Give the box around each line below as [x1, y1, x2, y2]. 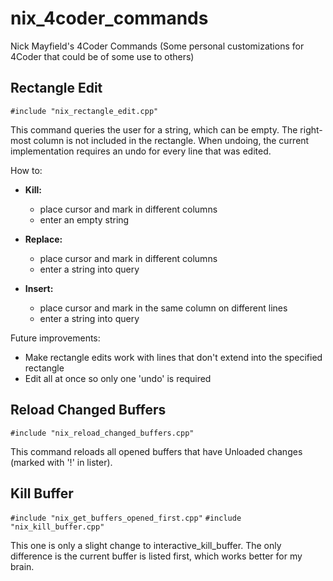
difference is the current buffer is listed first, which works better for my [10, 550, 303, 562]
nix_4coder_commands [10, 7, 209, 30]
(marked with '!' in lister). [10, 456, 113, 468]
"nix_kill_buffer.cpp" [10, 522, 105, 532]
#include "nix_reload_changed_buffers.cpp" [10, 428, 195, 438]
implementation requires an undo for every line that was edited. [10, 145, 272, 157]
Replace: [24, 233, 63, 245]
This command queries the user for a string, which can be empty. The [10, 123, 298, 136]
